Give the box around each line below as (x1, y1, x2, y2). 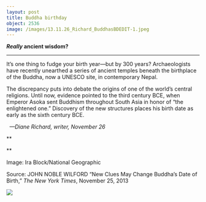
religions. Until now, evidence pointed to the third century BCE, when (6, 92, 180, 99)
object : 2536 (6, 20, 40, 26)
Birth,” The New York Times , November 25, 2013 (6, 177, 129, 184)
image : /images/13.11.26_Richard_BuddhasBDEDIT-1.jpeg (6, 26, 150, 32)
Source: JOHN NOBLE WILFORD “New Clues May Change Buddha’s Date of (6, 171, 197, 178)
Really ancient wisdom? (6, 43, 69, 50)
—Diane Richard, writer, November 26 (9, 123, 105, 130)
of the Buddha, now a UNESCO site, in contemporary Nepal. (6, 73, 158, 81)
